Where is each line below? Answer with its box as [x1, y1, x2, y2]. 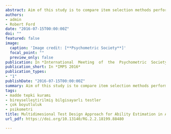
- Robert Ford [5, 21, 36, 27]
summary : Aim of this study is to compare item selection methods [5, 83, 149, 88]
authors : [5, 12, 24, 17]
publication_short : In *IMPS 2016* [5, 64, 81, 69]
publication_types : [5, 69, 47, 74]
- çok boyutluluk [5, 102, 42, 108]
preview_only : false [10, 55, 53, 60]
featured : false [5, 36, 40, 41]
